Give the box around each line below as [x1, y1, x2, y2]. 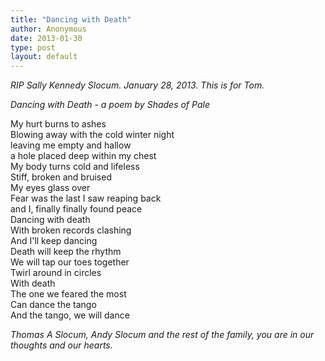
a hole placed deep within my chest [10, 150, 157, 162]
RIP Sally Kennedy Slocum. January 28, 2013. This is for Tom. [10, 79, 265, 91]
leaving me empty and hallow [10, 139, 132, 151]
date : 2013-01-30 [10, 33, 83, 43]
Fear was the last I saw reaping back [10, 192, 162, 205]
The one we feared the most [10, 288, 127, 300]
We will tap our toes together [10, 256, 130, 268]
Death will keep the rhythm [10, 246, 122, 258]
